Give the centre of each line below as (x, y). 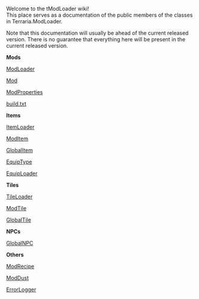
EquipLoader (22, 173)
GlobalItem (20, 150)
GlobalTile (19, 220)
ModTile (16, 208)
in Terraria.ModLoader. (34, 21)
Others (15, 255)
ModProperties (25, 92)
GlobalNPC (20, 243)
